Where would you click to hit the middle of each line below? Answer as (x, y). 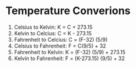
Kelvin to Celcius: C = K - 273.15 (53, 33)
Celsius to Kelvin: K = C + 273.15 (53, 27)
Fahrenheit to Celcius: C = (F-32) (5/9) (61, 39)
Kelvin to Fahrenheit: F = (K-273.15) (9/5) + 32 (69, 58)
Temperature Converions (68, 11)
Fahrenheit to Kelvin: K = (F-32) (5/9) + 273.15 (70, 52)
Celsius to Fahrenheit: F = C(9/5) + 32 (60, 46)
